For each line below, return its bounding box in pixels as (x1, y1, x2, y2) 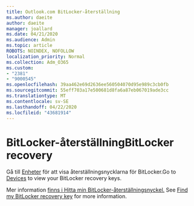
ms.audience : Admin (6, 37, 56, 43)
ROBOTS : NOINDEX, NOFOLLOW (6, 48, 74, 54)
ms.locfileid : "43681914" (6, 110, 71, 116)
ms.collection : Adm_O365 (6, 59, 69, 65)
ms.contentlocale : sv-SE (6, 98, 69, 104)
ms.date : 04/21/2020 (6, 31, 59, 37)
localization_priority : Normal (6, 54, 85, 60)
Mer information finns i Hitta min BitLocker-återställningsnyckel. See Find (6, 186, 189, 193)
